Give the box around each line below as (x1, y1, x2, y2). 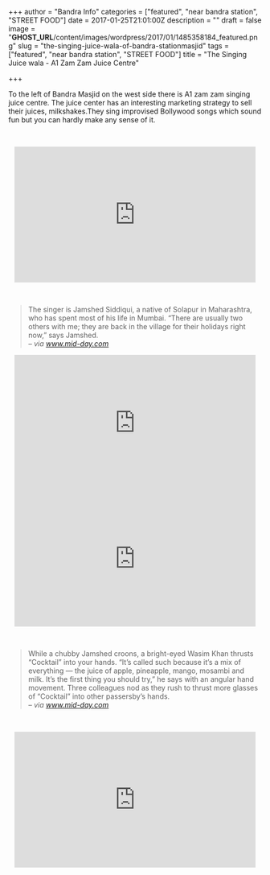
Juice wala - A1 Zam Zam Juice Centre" (8, 58, 139, 68)
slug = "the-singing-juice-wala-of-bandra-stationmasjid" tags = (18, 41, 229, 51)
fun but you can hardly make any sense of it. (8, 115, 156, 124)
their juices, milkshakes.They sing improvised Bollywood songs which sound (8, 106, 262, 116)
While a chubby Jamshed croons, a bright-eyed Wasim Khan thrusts (27, 649, 254, 658)
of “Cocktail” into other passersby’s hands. (27, 691, 170, 701)
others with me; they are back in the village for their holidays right (27, 322, 247, 331)
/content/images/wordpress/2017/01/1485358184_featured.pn (53, 32, 259, 42)
